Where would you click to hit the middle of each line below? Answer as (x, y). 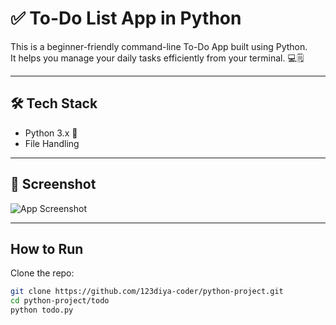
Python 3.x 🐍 (51, 133)
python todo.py (42, 310)
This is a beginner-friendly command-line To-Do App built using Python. (159, 46)
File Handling (52, 143)
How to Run (47, 248)
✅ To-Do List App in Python (126, 18)
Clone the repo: (42, 273)
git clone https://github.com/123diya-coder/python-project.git (147, 292)
